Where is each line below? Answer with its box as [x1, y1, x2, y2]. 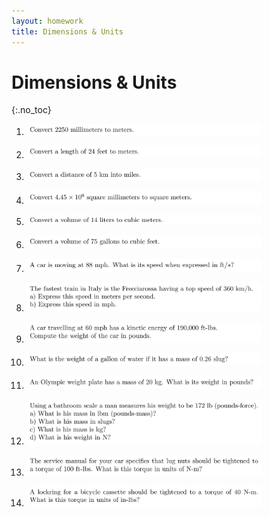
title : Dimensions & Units [11, 26, 124, 37]
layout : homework [11, 16, 84, 26]
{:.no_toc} [11, 104, 52, 116]
